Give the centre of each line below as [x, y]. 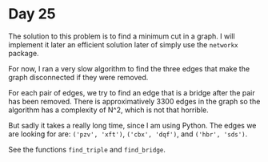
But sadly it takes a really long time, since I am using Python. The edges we [132, 125]
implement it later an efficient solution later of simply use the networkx [123, 44]
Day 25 [32, 14]
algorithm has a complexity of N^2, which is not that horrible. [109, 110]
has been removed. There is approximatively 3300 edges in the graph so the [134, 101]
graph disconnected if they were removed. [78, 77]
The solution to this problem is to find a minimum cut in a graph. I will [122, 36]
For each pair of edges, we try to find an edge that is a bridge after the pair [132, 92]
